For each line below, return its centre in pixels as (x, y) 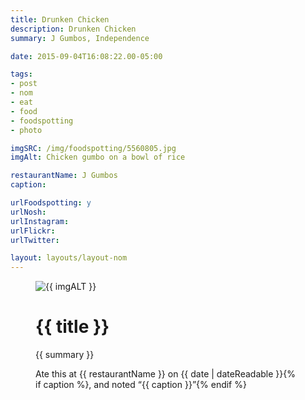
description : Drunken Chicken (73, 29)
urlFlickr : (33, 231)
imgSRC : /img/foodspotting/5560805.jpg (93, 148)
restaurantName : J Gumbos (64, 176)
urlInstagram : (40, 221)
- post (24, 84)
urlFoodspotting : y (51, 203)
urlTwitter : (35, 240)
